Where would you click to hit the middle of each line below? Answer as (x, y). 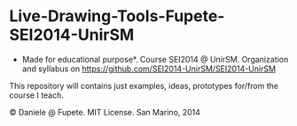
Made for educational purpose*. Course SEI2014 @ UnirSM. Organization (155, 59)
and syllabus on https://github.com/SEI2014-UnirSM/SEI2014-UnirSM (149, 69)
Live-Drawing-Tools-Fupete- (117, 16)
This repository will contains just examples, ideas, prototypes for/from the (144, 85)
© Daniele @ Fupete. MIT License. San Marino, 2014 (105, 112)
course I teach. (37, 95)
